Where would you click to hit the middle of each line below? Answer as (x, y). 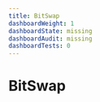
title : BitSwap (34, 16)
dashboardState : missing (50, 31)
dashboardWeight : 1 (41, 23)
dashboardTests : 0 (39, 46)
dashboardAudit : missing (50, 38)
